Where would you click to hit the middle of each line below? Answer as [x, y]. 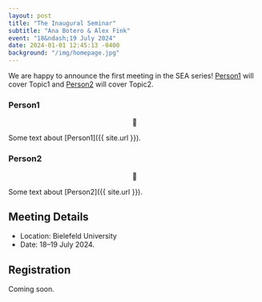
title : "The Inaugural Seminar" [62, 23]
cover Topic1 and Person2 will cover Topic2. [81, 84]
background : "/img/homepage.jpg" [64, 53]
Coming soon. [31, 289]
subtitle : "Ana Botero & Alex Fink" [69, 30]
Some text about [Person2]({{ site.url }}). [75, 191]
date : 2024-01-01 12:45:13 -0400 [64, 46]
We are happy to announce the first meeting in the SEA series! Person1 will [131, 76]
